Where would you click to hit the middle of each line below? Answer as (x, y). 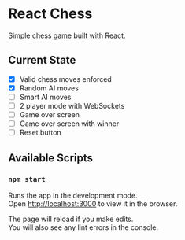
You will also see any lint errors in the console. (83, 227)
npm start (27, 179)
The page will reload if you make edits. (71, 219)
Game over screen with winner (69, 124)
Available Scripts (50, 158)
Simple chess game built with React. (67, 35)
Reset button (40, 133)
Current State (42, 60)
